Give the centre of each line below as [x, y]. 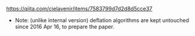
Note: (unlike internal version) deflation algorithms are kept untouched [102, 20]
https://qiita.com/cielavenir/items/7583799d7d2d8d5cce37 [79, 9]
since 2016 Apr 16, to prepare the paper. [64, 27]
